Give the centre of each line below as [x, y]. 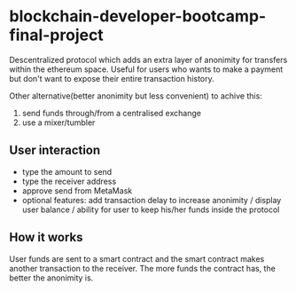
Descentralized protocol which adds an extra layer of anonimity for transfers [148, 59]
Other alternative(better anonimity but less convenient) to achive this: [136, 96]
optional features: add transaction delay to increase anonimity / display [152, 200]
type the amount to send [67, 171]
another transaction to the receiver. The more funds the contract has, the [143, 268]
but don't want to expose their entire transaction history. [112, 78]
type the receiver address [69, 181]
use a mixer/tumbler [58, 122]
